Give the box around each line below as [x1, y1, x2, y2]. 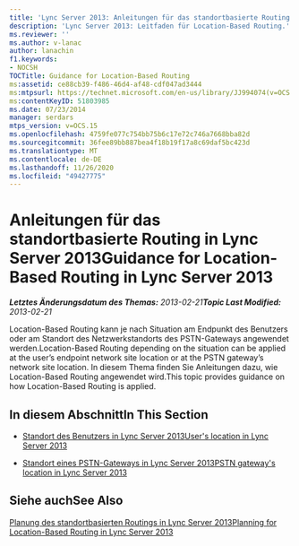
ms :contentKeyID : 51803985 [9, 96, 110, 106]
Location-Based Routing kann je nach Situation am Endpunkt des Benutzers [9, 324, 288, 334]
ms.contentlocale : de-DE [9, 154, 102, 164]
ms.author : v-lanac [9, 38, 82, 48]
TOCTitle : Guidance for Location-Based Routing [9, 72, 191, 81]
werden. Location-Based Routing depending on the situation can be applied [9, 342, 286, 354]
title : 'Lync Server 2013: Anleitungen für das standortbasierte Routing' [9, 13, 295, 22]
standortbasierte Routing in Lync [9, 230, 259, 249]
